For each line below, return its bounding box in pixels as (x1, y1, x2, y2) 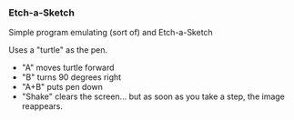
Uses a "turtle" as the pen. (8, 45, 108, 55)
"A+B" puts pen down (21, 82, 104, 93)
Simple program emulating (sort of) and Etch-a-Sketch (8, 27, 213, 38)
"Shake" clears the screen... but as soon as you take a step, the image (21, 91, 286, 102)
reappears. (21, 101, 63, 112)
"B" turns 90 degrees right (21, 72, 122, 83)
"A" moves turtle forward (21, 62, 115, 74)
